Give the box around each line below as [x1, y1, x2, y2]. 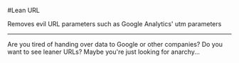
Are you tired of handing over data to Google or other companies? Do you [7, 40, 223, 48]
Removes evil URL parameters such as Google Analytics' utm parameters [7, 20, 222, 28]
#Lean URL [7, 6, 41, 14]
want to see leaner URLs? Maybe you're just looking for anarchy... [7, 47, 201, 56]
